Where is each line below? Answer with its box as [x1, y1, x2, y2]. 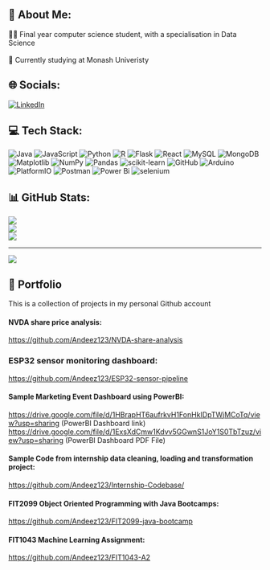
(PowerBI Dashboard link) [61, 418, 146, 428]
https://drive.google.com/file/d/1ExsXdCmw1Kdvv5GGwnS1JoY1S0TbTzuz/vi [8, 427, 262, 437]
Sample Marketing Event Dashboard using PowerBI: [8, 392, 185, 402]
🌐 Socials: [8, 78, 61, 92]
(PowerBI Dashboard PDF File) [65, 435, 166, 445]
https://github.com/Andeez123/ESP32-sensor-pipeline [8, 373, 189, 383]
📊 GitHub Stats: [8, 191, 91, 204]
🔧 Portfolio [8, 277, 63, 291]
